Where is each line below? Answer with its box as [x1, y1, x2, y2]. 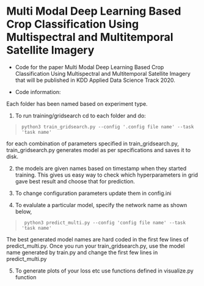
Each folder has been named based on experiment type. [6, 100, 148, 108]
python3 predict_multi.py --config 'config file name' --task [24, 219, 186, 226]
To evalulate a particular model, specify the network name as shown [15, 201, 188, 208]
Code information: [15, 88, 61, 95]
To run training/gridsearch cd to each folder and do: [15, 112, 147, 119]
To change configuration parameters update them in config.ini [15, 189, 172, 197]
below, [15, 208, 32, 215]
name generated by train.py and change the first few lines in [6, 249, 158, 256]
